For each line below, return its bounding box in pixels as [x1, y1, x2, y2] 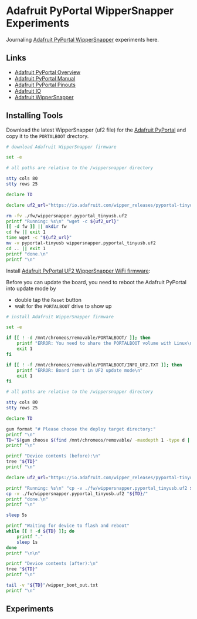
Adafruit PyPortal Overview [14, 69, 81, 76]
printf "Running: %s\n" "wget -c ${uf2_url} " [6, 218, 119, 224]
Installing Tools [6, 110, 63, 121]
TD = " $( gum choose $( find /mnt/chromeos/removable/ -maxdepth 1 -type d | [6, 437, 191, 443]
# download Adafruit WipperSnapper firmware [6, 144, 117, 150]
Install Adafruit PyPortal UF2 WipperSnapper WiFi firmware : [6, 267, 151, 274]
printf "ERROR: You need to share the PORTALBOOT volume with [16, 341, 172, 346]
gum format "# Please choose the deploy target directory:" [6, 426, 157, 432]
